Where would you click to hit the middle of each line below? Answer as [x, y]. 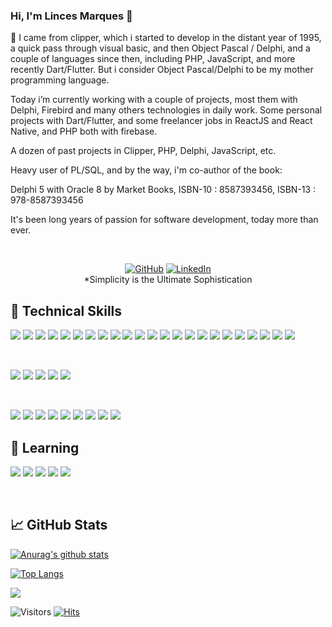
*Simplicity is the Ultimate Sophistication [168, 280]
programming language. [60, 80]
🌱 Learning [45, 447]
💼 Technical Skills [66, 310]
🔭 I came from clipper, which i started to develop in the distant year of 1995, [166, 38]
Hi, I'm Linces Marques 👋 [71, 16]
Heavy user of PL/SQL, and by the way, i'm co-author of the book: [146, 170]
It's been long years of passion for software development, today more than [164, 220]
